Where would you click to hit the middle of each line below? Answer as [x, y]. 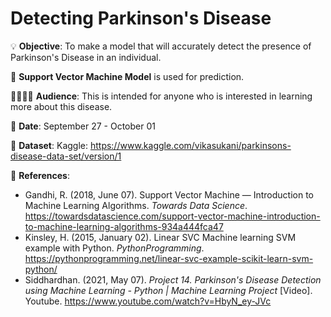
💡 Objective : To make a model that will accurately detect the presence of [161, 46]
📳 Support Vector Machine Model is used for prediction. [127, 76]
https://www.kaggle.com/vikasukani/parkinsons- [190, 145]
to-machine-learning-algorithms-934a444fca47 [124, 226]
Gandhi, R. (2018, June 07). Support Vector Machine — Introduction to [169, 194]
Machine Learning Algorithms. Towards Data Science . [136, 205]
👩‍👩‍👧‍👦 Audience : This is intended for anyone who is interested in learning [161, 96]
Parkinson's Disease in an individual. [86, 57]
